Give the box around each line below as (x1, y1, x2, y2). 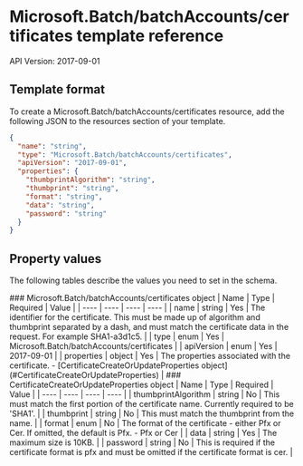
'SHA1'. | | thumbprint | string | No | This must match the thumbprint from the (9, 408, 295, 419)
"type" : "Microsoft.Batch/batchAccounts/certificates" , (17, 150, 232, 160)
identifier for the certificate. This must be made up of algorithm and (9, 312, 260, 323)
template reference (76, 25, 224, 46)
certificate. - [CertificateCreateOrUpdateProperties (9, 360, 200, 371)
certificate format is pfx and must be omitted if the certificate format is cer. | (9, 447, 293, 458)
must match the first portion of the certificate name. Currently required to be (9, 399, 294, 410)
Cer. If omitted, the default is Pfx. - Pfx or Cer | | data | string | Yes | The (9, 428, 278, 439)
